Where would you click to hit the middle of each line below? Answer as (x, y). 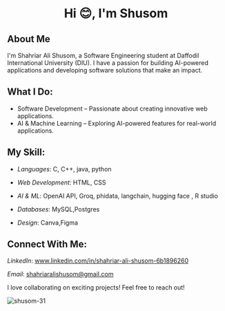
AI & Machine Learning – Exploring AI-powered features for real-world (117, 123)
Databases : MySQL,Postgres (58, 209)
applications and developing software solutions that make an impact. (105, 70)
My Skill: (26, 152)
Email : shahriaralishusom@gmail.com (60, 274)
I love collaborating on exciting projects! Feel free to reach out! (96, 288)
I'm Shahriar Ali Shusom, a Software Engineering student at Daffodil (103, 55)
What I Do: (30, 92)
